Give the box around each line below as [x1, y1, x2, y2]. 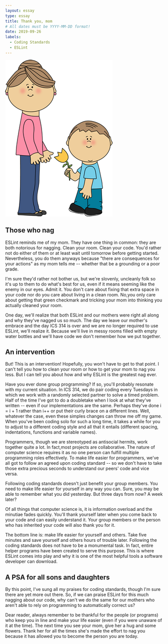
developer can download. [5, 558, 57, 564]
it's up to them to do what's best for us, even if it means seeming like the [5, 281, 155, 287]
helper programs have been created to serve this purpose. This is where [5, 548, 154, 554]
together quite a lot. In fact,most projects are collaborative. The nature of [5, 444, 155, 450]
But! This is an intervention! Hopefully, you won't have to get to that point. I [5, 361, 159, 367]
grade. [5, 266, 19, 272]
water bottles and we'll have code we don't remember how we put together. [5, 333, 161, 339]
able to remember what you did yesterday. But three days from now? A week [5, 491, 163, 497]
